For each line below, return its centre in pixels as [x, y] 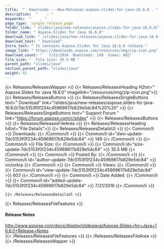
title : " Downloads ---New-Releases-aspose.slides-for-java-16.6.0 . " [82, 10]
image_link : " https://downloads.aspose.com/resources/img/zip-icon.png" [82, 50]
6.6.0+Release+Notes [27, 231]
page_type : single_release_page [39, 23]
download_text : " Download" [34, 41]
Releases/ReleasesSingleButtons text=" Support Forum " [62, 113]
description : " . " [29, 14]
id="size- [135, 144]
